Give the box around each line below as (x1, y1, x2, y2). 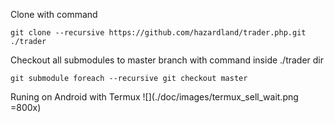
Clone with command (10, 9, 98, 20)
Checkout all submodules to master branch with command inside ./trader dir (10, 54, 325, 66)
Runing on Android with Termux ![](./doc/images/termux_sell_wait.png (10, 91, 299, 103)
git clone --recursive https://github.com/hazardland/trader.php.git (10, 28, 307, 38)
